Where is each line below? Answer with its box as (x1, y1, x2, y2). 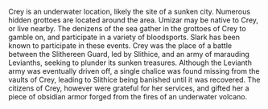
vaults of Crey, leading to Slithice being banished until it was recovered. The (8, 75, 261, 84)
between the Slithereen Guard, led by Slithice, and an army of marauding (8, 50, 249, 59)
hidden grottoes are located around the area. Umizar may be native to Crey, (8, 15, 259, 25)
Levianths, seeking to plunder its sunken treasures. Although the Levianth (8, 58, 252, 67)
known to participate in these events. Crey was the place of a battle (8, 41, 232, 50)
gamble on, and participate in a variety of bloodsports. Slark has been (8, 32, 240, 42)
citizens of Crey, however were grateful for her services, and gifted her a (8, 83, 249, 93)
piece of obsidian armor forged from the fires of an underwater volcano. (8, 92, 248, 101)
